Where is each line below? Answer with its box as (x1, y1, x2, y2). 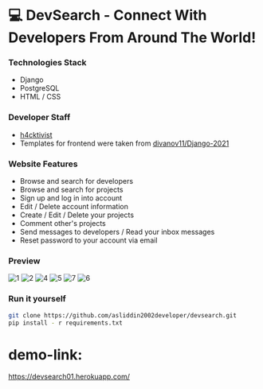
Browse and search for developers (19, 177, 134, 186)
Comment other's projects (19, 219, 106, 228)
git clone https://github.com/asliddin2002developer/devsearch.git (8, 311, 237, 319)
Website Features (8, 158, 78, 169)
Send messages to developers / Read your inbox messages (19, 228, 215, 237)
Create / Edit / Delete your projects (19, 210, 134, 220)
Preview (8, 255, 41, 266)
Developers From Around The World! (8, 29, 257, 47)
